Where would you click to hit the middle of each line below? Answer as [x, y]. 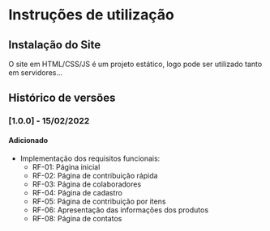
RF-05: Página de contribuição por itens [99, 201]
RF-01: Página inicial [66, 166]
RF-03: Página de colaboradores [87, 184]
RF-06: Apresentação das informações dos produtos [120, 210]
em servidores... [36, 73]
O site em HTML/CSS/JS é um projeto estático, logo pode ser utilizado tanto [135, 64]
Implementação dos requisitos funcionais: [90, 158]
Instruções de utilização [91, 15]
